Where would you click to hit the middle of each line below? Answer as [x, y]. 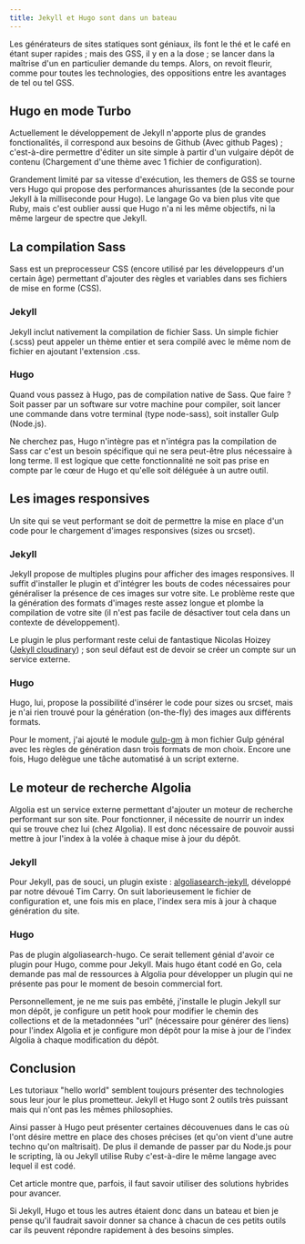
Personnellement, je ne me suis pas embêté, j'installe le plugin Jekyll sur [145, 1001]
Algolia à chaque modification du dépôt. [84, 1040]
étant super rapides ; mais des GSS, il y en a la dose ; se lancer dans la [142, 53]
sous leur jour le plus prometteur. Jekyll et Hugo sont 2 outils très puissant [149, 1100]
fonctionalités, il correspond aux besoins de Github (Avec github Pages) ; [147, 143]
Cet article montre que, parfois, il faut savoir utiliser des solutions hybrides [149, 1184]
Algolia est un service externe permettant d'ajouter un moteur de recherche [151, 810]
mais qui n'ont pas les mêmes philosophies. [91, 1110]
